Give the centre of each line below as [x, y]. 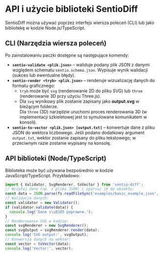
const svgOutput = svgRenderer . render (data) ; [52, 230]
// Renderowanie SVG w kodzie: [37, 221]
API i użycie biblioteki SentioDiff [71, 9]
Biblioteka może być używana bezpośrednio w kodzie [59, 170]
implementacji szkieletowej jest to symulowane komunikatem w [83, 117]
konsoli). [28, 122]
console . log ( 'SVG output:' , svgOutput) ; [47, 235]
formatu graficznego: [34, 85]
